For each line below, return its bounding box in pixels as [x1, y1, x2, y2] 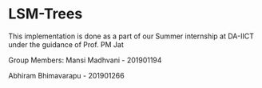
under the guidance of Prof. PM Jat [8, 39, 124, 49]
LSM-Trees [8, 5, 83, 23]
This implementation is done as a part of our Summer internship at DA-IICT [8, 31, 254, 41]
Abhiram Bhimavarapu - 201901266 [8, 70, 125, 80]
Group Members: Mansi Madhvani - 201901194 [8, 55, 162, 65]
